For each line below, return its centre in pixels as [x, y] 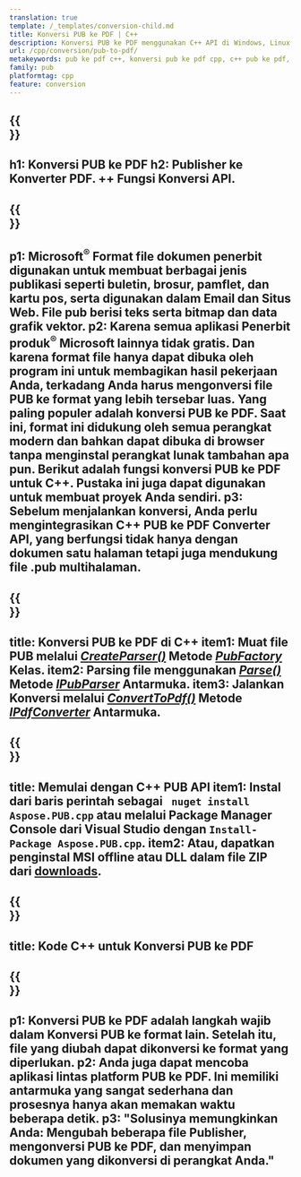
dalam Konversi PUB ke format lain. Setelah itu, [143, 1035]
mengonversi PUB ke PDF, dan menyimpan [131, 1147]
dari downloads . [56, 871]
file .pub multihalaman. [75, 567]
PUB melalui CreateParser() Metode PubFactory [146, 656]
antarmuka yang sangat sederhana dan [121, 1091]
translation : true [43, 17]
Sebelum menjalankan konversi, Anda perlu [133, 511]
